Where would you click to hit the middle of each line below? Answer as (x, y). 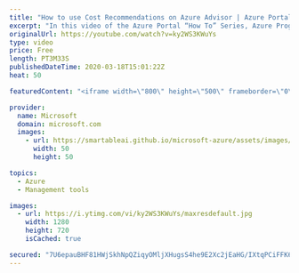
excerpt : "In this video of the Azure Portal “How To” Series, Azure (141, 26)
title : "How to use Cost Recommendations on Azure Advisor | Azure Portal (151, 17)
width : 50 (51, 149)
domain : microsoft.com (59, 124)
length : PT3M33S (39, 59)
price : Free (31, 51)
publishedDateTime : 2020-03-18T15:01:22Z (87, 68)
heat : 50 (25, 76)
